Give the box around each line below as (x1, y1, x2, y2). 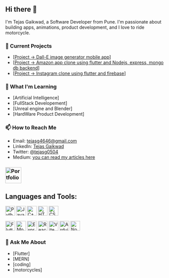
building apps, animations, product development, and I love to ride (5, 24, 144, 30)
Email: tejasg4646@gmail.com (12, 138, 78, 144)
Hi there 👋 (5, 5, 37, 14)
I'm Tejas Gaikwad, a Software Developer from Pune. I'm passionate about (5, 18, 162, 25)
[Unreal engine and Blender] (12, 105, 73, 112)
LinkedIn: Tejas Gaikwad (12, 143, 64, 149)
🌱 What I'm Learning (5, 83, 57, 90)
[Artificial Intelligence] (12, 95, 60, 101)
